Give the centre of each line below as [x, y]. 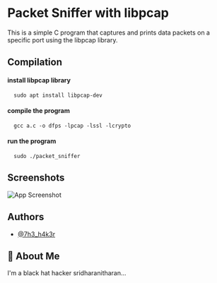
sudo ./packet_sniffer [47, 156]
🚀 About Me [34, 256]
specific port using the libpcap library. [63, 40]
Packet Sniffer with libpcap [88, 13]
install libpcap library [39, 80]
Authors [26, 217]
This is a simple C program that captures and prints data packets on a [109, 32]
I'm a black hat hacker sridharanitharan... [67, 273]
